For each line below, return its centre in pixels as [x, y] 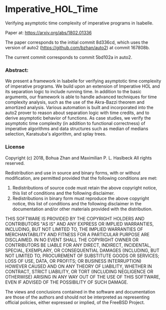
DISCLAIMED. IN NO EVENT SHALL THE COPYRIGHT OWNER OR [72, 240]
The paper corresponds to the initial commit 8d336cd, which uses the [77, 42]
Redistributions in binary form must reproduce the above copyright [81, 198]
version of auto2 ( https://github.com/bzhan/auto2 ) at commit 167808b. [78, 47]
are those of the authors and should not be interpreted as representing [78, 297]
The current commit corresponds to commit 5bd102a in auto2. [69, 57]
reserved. [15, 163]
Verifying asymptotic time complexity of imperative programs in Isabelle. [79, 23]
